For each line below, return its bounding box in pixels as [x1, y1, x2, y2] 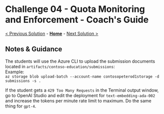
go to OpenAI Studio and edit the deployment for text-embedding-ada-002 [5, 92, 156, 98]
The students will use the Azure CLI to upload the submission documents [5, 58, 156, 64]
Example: [5, 69, 24, 75]
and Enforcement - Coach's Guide [5, 14, 149, 25]
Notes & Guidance [5, 45, 62, 53]
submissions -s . [5, 78, 41, 83]
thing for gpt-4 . [5, 103, 36, 109]
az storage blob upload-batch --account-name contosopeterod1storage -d [5, 74, 160, 79]
